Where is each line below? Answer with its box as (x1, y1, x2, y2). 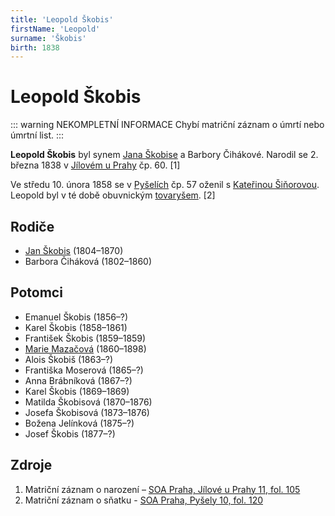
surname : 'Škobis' (10, 33, 87, 43)
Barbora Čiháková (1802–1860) (24, 256, 152, 267)
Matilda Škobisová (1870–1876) (24, 396, 153, 408)
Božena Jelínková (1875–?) (24, 417, 135, 429)
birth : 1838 (10, 42, 60, 53)
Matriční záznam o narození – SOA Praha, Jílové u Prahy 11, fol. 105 (24, 483, 301, 495)
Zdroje (10, 457, 53, 474)
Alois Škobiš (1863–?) (24, 353, 114, 365)
